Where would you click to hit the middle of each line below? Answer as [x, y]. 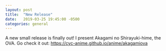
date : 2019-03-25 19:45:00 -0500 [43, 19]
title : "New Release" [29, 14]
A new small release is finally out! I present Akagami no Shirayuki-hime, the [83, 38]
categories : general [27, 24]
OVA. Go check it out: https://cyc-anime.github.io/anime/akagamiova [76, 43]
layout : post [19, 10]
